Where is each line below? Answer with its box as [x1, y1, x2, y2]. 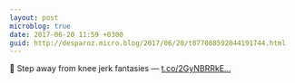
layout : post [9, 13, 59, 23]
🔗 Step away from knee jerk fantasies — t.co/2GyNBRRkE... [9, 63, 231, 74]
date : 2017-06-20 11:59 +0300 [9, 30, 124, 39]
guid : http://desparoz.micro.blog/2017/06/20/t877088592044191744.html [9, 38, 286, 48]
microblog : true [9, 22, 71, 31]
